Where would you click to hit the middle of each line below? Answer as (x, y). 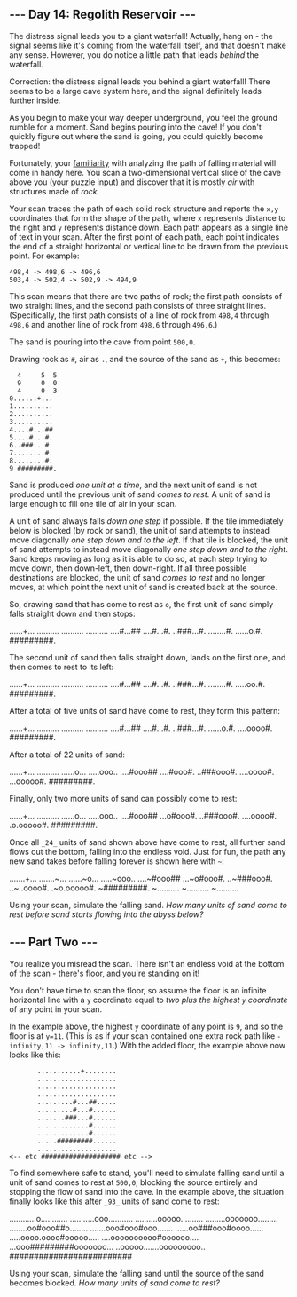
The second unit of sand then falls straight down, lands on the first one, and (148, 657)
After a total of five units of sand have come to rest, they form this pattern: (145, 710)
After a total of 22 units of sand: (67, 755)
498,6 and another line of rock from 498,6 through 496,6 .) (113, 324)
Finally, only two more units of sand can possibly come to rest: (123, 798)
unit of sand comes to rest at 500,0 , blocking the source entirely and (134, 1182)
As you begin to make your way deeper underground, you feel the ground (143, 117)
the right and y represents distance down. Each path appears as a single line (149, 227)
